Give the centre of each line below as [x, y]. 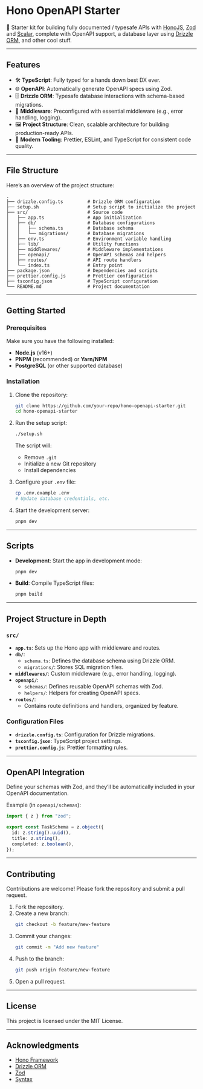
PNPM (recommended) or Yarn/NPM [61, 359]
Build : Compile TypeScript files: [54, 583]
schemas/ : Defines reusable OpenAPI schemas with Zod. [93, 687]
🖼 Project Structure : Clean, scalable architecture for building [92, 124]
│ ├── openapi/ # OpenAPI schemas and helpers [86, 255]
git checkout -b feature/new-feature [63, 925]
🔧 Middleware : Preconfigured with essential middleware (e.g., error [99, 111]
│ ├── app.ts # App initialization [74, 218]
